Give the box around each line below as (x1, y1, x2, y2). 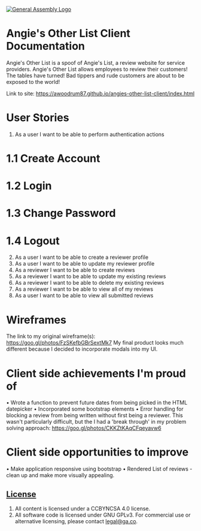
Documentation (6, 40, 86, 53)
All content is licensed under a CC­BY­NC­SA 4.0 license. (14, 505, 151, 512)
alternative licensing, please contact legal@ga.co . (14, 518, 138, 524)
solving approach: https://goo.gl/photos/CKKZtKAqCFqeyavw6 (6, 424, 162, 432)
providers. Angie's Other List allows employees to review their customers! (6, 65, 188, 73)
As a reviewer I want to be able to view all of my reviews (14, 285, 154, 293)
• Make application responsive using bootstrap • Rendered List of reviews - (6, 465, 193, 473)
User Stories (6, 111, 69, 125)
